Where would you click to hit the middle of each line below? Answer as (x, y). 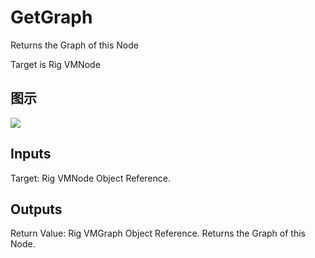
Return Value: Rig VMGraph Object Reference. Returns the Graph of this (158, 233)
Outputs (36, 209)
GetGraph (51, 17)
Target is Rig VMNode (55, 64)
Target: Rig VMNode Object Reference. (90, 178)
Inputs (31, 154)
